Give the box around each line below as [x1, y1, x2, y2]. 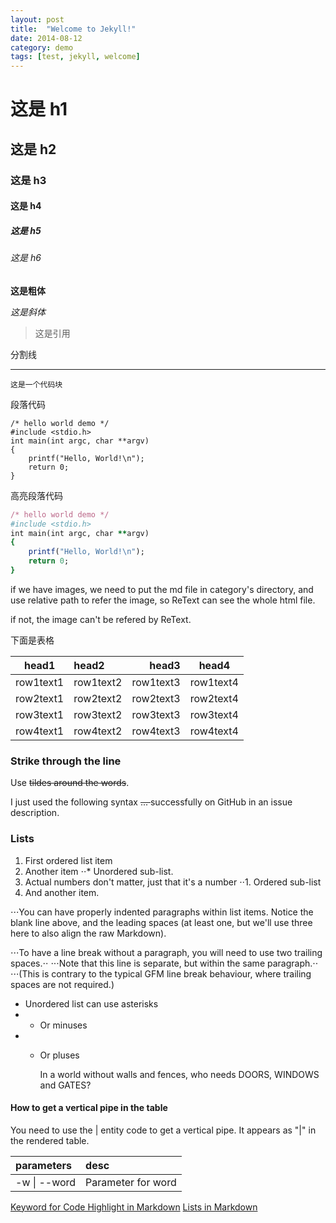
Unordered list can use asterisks [24, 997, 159, 1010]
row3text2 [73, 707, 123, 721]
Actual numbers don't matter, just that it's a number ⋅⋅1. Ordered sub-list [24, 876, 322, 888]
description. [10, 807, 60, 819]
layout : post [10, 14, 65, 25]
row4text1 [15, 724, 65, 738]
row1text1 [15, 675, 65, 689]
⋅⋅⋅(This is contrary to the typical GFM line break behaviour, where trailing [10, 967, 312, 980]
